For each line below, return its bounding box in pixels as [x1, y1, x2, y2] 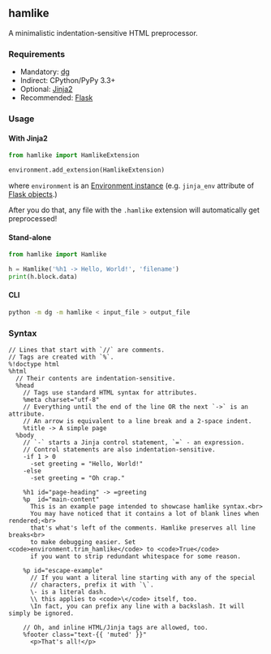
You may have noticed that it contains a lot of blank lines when [29, 510, 260, 518]
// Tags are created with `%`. [8, 353, 114, 361]
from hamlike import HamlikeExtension [8, 151, 140, 159]
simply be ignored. [8, 609, 75, 617]
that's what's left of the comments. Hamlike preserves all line [29, 524, 256, 532]
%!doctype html [8, 360, 60, 368]
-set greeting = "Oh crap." [29, 474, 126, 482]
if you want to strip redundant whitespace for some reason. [29, 552, 242, 560]
